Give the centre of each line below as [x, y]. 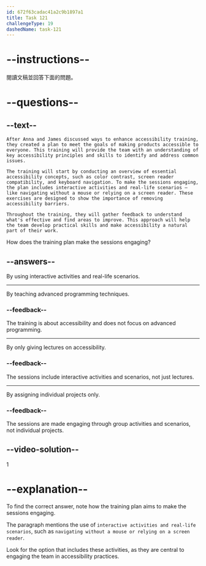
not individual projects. [35, 430]
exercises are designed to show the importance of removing [85, 198]
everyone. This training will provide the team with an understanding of [103, 150]
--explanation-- [47, 489]
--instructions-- [48, 60]
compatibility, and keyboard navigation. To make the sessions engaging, [103, 183]
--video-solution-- [43, 450]
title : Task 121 [27, 18]
